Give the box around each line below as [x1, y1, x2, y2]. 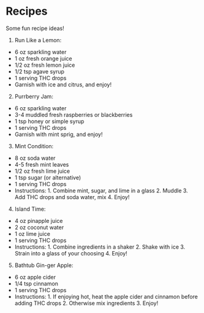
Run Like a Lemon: [14, 36, 62, 43]
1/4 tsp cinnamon [14, 280, 59, 287]
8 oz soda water [14, 154, 56, 162]
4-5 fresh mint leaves [14, 160, 69, 168]
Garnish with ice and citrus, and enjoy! [14, 81, 111, 88]
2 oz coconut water [14, 224, 64, 231]
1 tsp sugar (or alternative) [14, 173, 81, 181]
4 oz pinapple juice [14, 217, 63, 224]
